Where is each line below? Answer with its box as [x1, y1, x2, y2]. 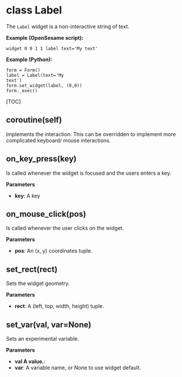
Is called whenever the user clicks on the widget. [6, 225, 124, 232]
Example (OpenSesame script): [6, 34, 84, 41]
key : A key [14, 192, 40, 199]
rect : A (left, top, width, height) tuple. [14, 303, 104, 310]
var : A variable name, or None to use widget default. [14, 364, 142, 371]
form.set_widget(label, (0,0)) [6, 83, 83, 89]
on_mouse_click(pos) [6, 209, 87, 219]
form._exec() [6, 87, 38, 94]
